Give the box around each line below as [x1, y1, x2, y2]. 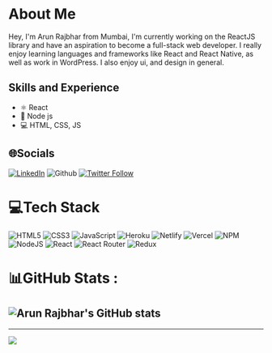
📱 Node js [19, 111, 53, 121]
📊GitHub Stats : [8, 269, 119, 287]
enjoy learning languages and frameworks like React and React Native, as [8, 49, 254, 58]
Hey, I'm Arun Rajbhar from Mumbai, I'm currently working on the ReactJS [8, 32, 256, 41]
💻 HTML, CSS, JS [19, 120, 82, 130]
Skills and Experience [8, 81, 120, 95]
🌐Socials [8, 147, 55, 160]
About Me [8, 5, 76, 23]
